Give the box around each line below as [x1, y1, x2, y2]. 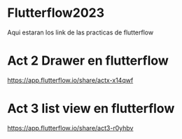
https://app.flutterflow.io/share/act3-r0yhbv [7, 124, 134, 132]
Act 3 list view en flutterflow [7, 100, 175, 117]
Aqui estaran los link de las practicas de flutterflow [7, 28, 154, 37]
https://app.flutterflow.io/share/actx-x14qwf [7, 76, 134, 84]
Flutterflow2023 [7, 5, 105, 21]
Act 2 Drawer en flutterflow [7, 53, 169, 69]
